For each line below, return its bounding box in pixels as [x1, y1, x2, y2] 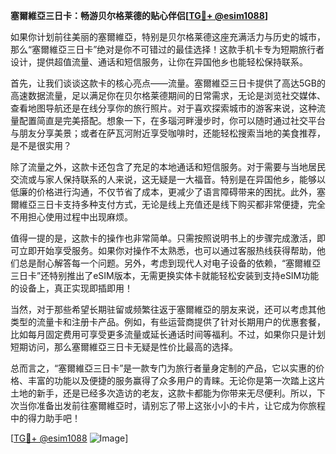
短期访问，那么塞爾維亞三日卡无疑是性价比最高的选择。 [10, 341, 238, 353]
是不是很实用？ [10, 140, 72, 151]
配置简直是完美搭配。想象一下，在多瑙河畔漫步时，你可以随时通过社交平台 [18, 115, 326, 126]
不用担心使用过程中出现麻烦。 [10, 211, 133, 223]
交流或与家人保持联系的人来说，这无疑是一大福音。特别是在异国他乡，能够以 [10, 174, 326, 185]
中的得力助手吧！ [10, 412, 81, 424]
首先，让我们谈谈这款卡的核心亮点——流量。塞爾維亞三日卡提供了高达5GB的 [10, 77, 326, 89]
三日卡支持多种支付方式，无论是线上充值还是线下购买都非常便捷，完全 [36, 199, 326, 210]
